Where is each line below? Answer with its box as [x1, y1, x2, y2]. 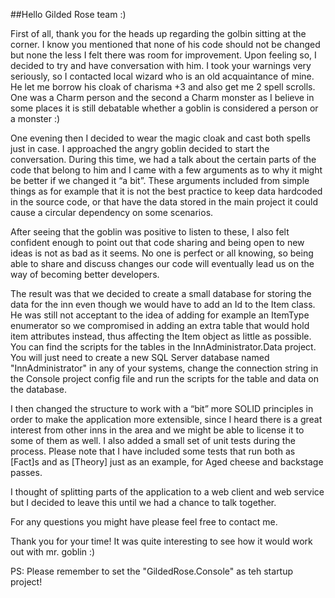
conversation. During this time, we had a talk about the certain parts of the [10, 154, 317, 165]
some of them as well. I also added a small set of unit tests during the [10, 435, 296, 446]
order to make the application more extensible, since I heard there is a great [10, 414, 323, 425]
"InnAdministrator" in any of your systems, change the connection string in [10, 362, 319, 374]
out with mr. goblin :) [10, 546, 96, 558]
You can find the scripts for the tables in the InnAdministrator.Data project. [10, 341, 317, 353]
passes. [10, 467, 43, 478]
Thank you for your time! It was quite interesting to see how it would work [10, 535, 313, 547]
